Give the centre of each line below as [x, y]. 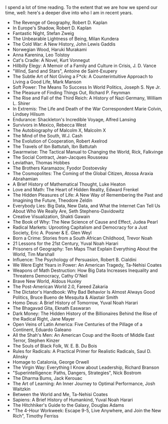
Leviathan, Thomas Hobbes [41, 163]
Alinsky [20, 357]
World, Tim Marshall [33, 254]
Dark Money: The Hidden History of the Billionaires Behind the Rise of [85, 313]
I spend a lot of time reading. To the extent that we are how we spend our [81, 7]
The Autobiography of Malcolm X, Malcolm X [59, 130]
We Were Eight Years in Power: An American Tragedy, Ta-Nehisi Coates [87, 265]
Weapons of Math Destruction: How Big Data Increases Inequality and [85, 270]
